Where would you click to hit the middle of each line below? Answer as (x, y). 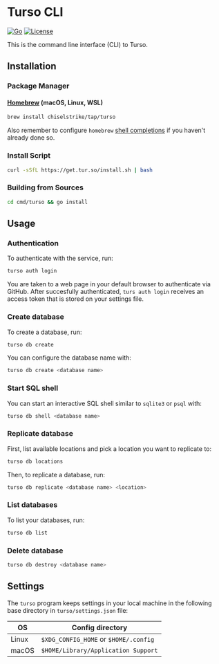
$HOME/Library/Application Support (99, 650)
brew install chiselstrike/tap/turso (61, 117)
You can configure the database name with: (69, 358)
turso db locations (35, 461)
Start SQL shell (33, 388)
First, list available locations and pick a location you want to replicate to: (109, 449)
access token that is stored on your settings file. (75, 299)
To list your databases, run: (46, 520)
